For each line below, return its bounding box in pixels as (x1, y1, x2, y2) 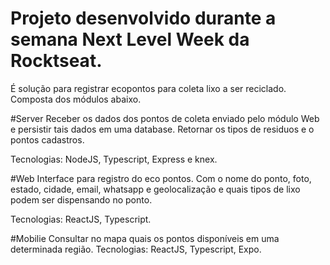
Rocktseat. (10, 50, 103, 72)
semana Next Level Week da (10, 28, 250, 51)
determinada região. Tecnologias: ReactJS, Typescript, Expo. (10, 243, 262, 255)
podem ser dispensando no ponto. (10, 193, 153, 206)
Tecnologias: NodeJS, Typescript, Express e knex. (10, 153, 218, 165)
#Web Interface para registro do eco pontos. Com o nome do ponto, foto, (10, 172, 312, 184)
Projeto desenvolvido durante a (10, 7, 277, 30)
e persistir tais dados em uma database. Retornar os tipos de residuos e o (10, 123, 315, 135)
